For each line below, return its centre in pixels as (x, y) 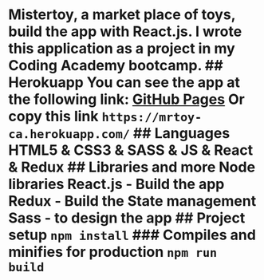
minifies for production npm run (113, 252)
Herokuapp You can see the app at (124, 83)
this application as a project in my (122, 49)
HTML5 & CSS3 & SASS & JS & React (131, 150)
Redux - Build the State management (132, 201)
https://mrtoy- (152, 118)
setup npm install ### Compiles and (132, 235)
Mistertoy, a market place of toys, (122, 15)
